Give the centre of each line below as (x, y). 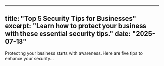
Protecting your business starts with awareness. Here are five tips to (74, 53)
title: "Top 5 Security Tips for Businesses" (71, 18)
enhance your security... (30, 58)
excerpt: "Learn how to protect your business (76, 26)
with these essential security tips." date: (68, 34)
